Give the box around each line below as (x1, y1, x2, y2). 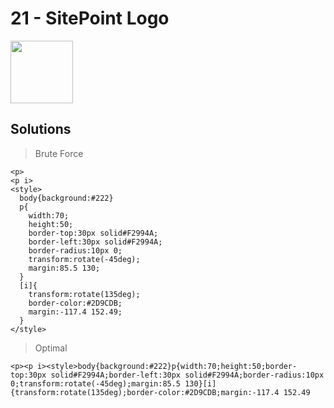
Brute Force (34, 147, 84, 159)
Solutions (10, 121, 72, 138)
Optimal (34, 342, 68, 354)
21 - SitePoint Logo (10, 7, 170, 30)
